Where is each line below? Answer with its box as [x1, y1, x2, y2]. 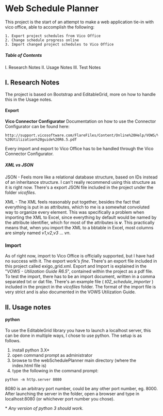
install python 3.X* [12, 347, 50, 353]
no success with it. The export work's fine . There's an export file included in [5, 258, 157, 264]
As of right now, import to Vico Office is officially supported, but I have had [5, 253, 154, 259]
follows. [5, 337, 21, 343]
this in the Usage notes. [5, 96, 52, 102]
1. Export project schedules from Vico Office [5, 33, 101, 38]
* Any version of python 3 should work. [5, 405, 83, 411]
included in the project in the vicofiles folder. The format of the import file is [5, 284, 156, 290]
